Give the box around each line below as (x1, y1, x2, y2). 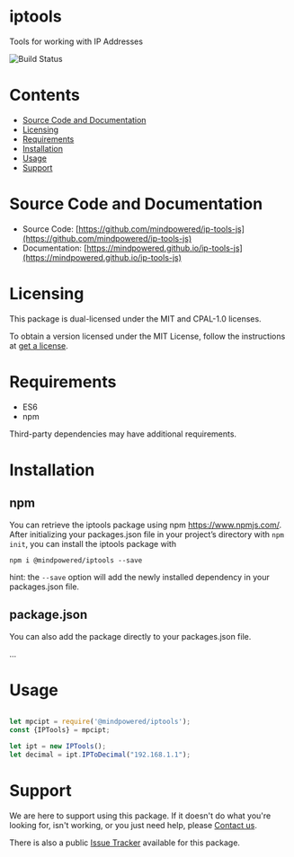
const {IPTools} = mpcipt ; (9, 726, 111, 735)
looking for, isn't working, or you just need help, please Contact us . (9, 819, 258, 830)
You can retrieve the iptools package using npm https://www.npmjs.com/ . (9, 519, 281, 530)
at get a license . (9, 340, 69, 351)
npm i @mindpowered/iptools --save (9, 555, 143, 565)
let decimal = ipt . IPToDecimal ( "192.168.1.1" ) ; (9, 750, 192, 760)
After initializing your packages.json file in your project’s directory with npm (9, 528, 285, 540)
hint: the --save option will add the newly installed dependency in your (9, 571, 270, 582)
